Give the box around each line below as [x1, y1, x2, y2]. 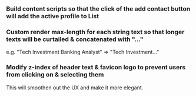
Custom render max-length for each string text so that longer [6, 28, 185, 36]
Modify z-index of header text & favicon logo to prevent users [6, 63, 186, 72]
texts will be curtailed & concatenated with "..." [6, 35, 144, 43]
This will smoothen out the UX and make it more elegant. [6, 84, 144, 91]
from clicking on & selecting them [6, 71, 104, 79]
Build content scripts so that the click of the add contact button [6, 5, 191, 13]
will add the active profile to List [6, 12, 99, 20]
